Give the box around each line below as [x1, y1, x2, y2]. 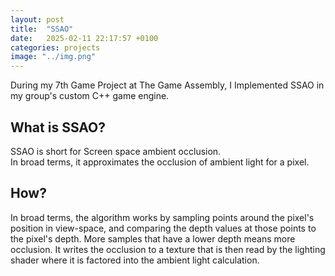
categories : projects [10, 42, 101, 53]
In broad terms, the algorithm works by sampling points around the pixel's [10, 211, 315, 223]
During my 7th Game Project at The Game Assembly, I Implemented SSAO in [10, 79, 325, 91]
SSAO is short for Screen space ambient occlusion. [10, 145, 222, 157]
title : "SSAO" [10, 24, 74, 34]
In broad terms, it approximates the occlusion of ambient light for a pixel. [10, 156, 310, 168]
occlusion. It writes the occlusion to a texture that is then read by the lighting [10, 243, 326, 255]
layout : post [10, 14, 65, 25]
